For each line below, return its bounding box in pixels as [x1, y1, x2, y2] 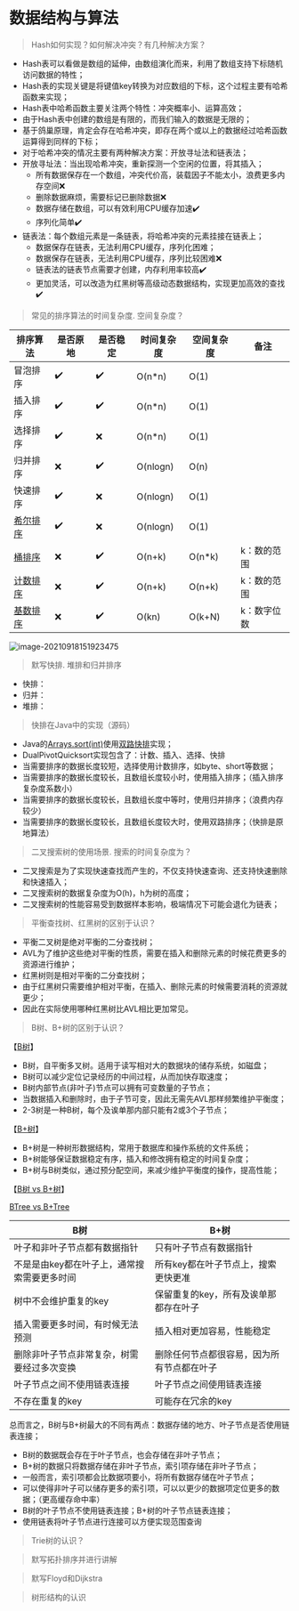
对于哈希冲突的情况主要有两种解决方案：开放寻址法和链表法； [21, 147, 249, 158]
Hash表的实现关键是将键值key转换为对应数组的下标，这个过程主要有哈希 [21, 80, 288, 91]
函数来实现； [21, 91, 69, 102]
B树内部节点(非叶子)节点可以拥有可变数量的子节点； [21, 1082, 214, 1093]
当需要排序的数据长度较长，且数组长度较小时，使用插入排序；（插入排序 [21, 772, 284, 782]
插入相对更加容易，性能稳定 [154, 1324, 271, 1337]
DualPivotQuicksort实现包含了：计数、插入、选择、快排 [21, 749, 226, 760]
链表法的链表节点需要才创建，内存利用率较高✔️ [35, 263, 207, 274]
